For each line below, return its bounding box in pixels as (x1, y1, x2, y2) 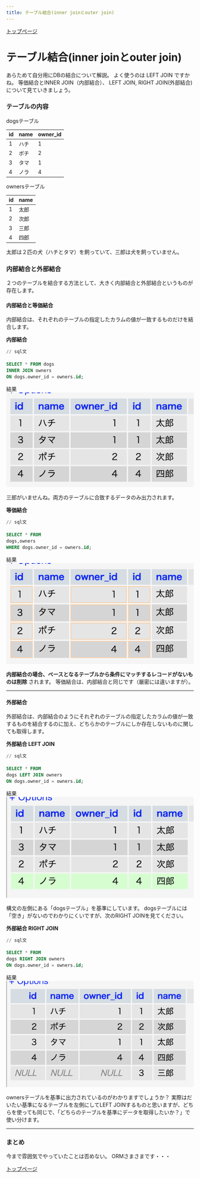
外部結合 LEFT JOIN (6, 741, 55, 748)
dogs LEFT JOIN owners (6, 772, 62, 778)
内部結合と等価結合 (6, 302, 54, 309)
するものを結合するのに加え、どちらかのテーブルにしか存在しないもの (6, 720, 179, 728)
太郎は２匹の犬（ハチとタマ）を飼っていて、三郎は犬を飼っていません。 (6, 248, 183, 256)
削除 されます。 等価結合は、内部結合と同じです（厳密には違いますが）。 (16, 678, 194, 685)
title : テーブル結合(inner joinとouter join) (6, 10, 115, 15)
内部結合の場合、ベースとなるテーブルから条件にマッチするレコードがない (6, 670, 189, 677)
